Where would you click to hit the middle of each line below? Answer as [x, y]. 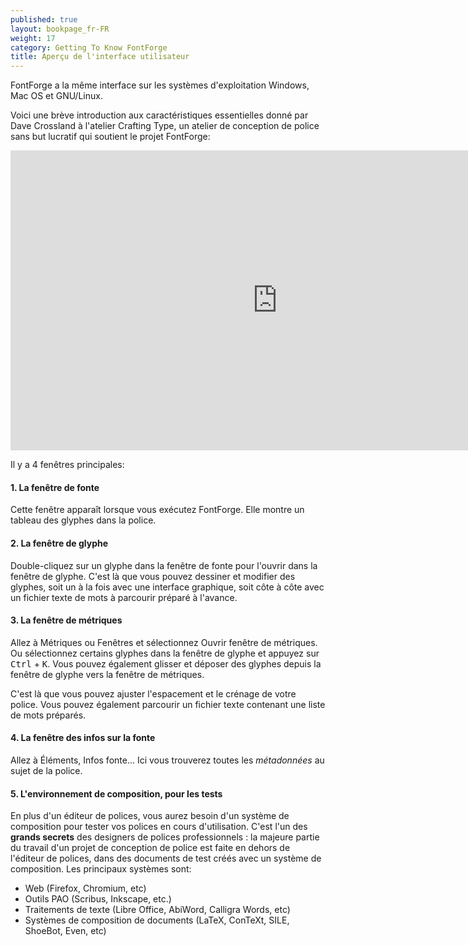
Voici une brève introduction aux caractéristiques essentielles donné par [159, 115]
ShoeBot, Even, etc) [65, 931]
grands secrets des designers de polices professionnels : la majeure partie [165, 837]
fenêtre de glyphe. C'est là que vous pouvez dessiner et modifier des [153, 576]
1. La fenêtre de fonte [55, 487]
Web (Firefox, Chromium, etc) [85, 888]
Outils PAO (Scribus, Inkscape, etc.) [98, 899]
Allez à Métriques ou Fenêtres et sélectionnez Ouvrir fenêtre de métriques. [164, 642]
